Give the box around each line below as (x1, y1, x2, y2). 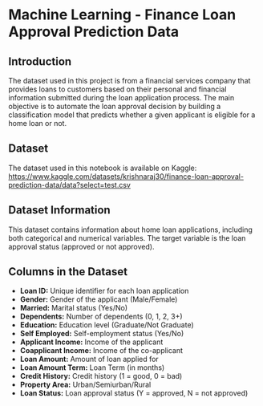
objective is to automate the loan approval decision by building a (8, 102, 221, 111)
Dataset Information (8, 203, 111, 217)
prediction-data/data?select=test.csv (8, 180, 131, 189)
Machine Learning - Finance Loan (8, 6, 237, 24)
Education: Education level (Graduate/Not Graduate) (19, 320, 194, 330)
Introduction (8, 55, 72, 68)
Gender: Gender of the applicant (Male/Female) (19, 294, 178, 304)
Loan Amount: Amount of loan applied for (19, 355, 159, 364)
